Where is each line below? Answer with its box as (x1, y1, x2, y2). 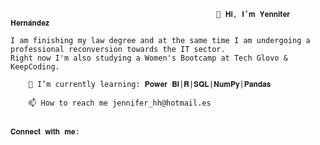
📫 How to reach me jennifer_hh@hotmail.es (28, 98, 212, 108)
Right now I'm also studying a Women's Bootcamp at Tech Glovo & (10, 53, 288, 63)
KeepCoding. (10, 62, 60, 72)
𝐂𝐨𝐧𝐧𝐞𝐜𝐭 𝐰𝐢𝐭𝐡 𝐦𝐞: (10, 127, 80, 137)
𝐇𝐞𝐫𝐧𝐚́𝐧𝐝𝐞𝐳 (10, 18, 50, 28)
